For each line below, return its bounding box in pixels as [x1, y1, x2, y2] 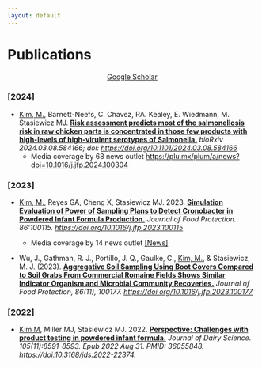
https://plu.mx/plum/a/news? [145, 151, 240, 161]
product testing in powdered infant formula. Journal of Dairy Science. [18, 333, 252, 342]
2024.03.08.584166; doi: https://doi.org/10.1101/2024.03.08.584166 [18, 143, 238, 153]
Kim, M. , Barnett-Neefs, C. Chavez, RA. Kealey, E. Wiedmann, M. [18, 109, 230, 119]
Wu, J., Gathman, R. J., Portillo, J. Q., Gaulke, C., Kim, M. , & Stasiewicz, [18, 254, 251, 263]
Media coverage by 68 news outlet [30, 151, 144, 161]
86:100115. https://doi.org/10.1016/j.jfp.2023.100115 [18, 223, 184, 233]
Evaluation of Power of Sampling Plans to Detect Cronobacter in [18, 206, 234, 216]
